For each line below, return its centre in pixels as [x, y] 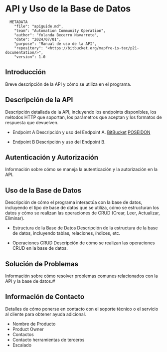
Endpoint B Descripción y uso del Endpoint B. [59, 142]
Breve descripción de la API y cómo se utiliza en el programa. [68, 84]
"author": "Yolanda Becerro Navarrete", [57, 35]
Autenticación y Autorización [52, 157]
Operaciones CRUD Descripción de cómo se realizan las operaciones [83, 243]
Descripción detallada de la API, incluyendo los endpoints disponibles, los [81, 112]
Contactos [23, 334]
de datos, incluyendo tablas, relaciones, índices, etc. [66, 233]
